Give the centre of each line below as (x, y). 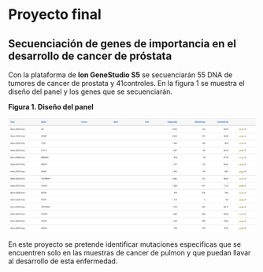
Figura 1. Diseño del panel (51, 107)
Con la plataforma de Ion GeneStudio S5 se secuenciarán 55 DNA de (120, 75)
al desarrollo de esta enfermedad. (63, 261)
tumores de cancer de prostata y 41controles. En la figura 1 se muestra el (126, 83)
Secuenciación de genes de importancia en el (122, 44)
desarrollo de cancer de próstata (90, 56)
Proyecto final (55, 15)
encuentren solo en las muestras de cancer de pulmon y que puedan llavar (130, 252)
